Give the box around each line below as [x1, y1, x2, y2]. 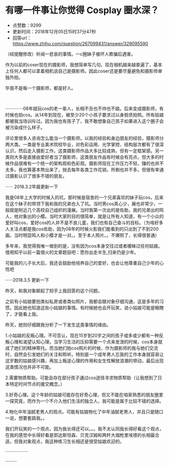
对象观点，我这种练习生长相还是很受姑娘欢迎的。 [22, 438, 124, 444]
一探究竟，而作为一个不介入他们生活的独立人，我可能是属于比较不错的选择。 [5, 398, 164, 404]
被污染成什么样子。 [5, 124, 45, 130]
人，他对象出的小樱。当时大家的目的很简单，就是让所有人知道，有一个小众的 [5, 213, 164, 219]
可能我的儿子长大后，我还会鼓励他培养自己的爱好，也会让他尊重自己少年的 [5, 260, 159, 266]
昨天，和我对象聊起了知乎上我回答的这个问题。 [5, 287, 102, 294]
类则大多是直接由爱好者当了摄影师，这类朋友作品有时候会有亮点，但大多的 [5, 154, 159, 160]
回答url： [12, 35, 32, 41]
